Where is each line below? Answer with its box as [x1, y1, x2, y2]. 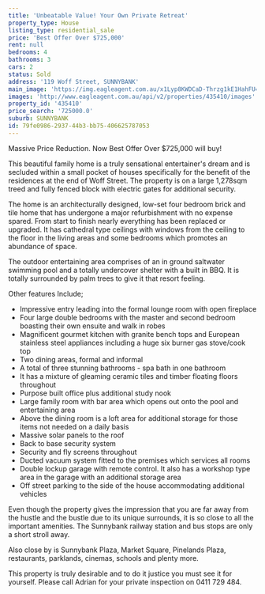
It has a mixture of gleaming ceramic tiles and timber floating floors [19, 371, 238, 380]
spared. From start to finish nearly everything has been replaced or [8, 216, 226, 225]
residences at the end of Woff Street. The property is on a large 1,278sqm [8, 176, 248, 185]
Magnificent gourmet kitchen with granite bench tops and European [19, 329, 241, 339]
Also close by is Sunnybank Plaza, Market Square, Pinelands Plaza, [8, 545, 226, 554]
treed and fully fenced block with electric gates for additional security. [8, 183, 237, 194]
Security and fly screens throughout [19, 447, 137, 456]
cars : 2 [8, 63, 34, 71]
